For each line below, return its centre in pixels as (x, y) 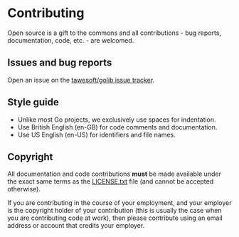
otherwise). (24, 189)
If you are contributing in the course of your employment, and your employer (119, 203)
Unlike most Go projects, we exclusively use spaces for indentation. (117, 120)
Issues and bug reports (60, 63)
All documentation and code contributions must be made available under (115, 174)
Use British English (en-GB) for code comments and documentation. (117, 127)
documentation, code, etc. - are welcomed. (71, 40)
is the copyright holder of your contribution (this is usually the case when (115, 211)
